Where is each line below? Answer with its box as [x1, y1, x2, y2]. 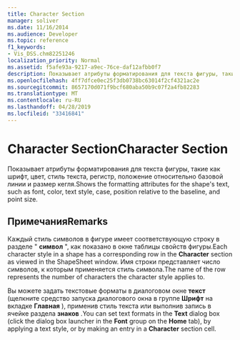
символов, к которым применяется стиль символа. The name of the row [7, 265, 226, 274]
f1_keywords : [7, 44, 46, 51]
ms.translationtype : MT [7, 90, 79, 97]
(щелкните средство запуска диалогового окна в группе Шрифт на [7, 294, 213, 302]
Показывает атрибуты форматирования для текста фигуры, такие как [7, 164, 221, 173]
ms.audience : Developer [7, 30, 79, 38]
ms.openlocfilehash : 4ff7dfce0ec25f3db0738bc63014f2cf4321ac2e [7, 76, 200, 84]
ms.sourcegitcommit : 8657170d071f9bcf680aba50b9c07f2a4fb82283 [7, 84, 200, 91]
